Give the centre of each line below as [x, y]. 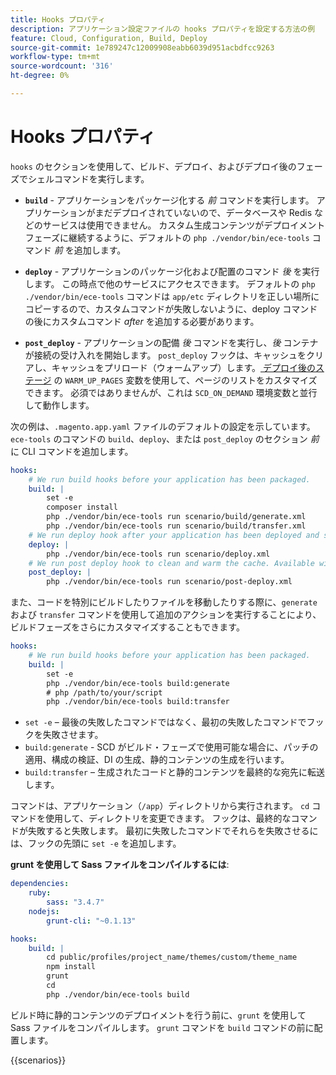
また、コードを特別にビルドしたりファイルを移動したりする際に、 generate [164, 602]
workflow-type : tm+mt [55, 57]
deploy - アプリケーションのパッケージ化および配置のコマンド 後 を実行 [172, 271]
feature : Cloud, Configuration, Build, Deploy [109, 38]
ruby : [40, 893]
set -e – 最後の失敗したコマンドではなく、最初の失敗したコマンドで [165, 722]
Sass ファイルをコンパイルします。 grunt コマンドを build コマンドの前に [162, 1027]
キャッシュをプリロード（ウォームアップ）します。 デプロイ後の [183, 367]
